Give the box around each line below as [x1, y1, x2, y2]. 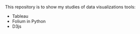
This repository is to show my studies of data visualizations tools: [5, 4, 136, 10]
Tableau [12, 13, 29, 19]
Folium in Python [12, 19, 46, 24]
